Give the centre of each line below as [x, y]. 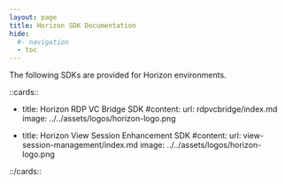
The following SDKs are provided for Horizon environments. [118, 75]
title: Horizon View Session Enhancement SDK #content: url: [131, 136]
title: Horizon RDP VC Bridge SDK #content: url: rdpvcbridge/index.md [150, 109]
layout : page [33, 17]
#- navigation [43, 42]
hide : [19, 33]
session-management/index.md [80, 145]
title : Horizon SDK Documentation [73, 26]
